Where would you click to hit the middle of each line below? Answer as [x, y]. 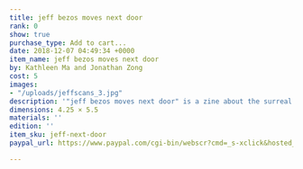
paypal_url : [32, 143]
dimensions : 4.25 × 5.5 [54, 110]
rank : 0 [24, 26]
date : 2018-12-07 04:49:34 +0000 [72, 51]
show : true [30, 34]
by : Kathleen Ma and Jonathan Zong [76, 68]
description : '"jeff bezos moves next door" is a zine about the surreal [151, 101]
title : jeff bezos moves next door [76, 18]
